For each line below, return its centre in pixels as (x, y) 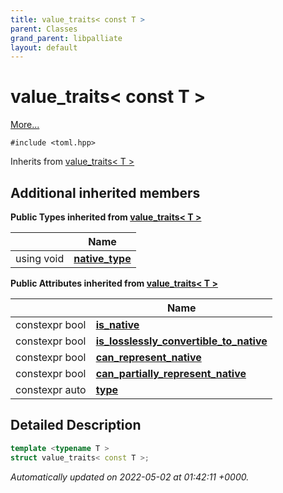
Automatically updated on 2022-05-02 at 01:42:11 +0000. (130, 477)
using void (40, 258)
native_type (102, 258)
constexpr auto (51, 389)
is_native (117, 324)
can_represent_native (148, 357)
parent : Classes (44, 29)
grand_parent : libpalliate (66, 38)
